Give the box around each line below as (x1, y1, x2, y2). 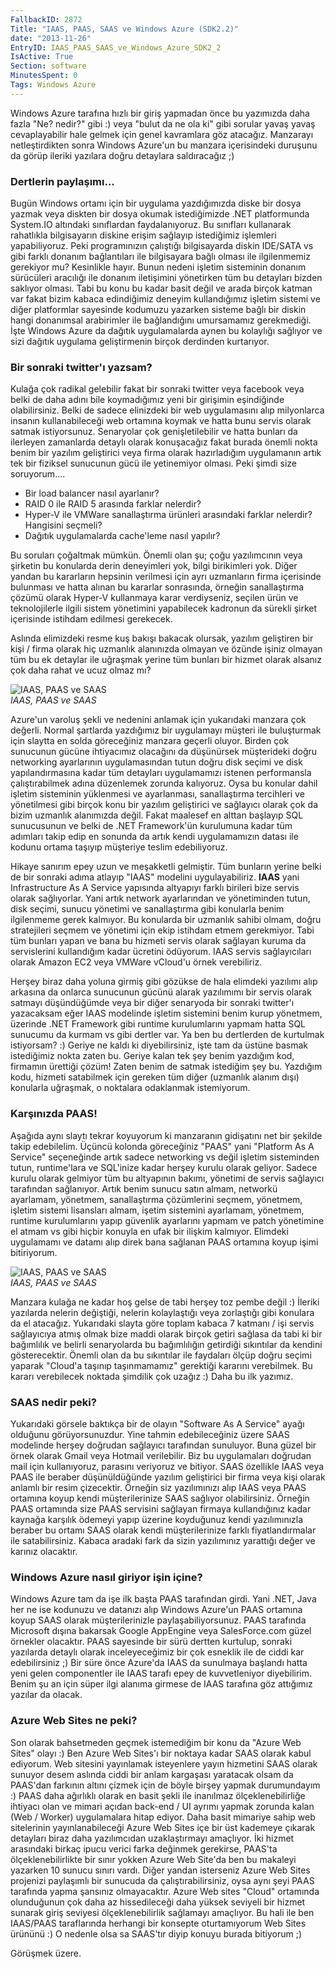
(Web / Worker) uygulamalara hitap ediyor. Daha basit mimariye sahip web (10, 1811, 316, 1823)
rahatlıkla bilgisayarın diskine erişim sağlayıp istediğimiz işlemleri (10, 229, 277, 241)
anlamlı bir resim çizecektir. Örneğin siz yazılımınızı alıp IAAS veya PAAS (10, 1481, 307, 1493)
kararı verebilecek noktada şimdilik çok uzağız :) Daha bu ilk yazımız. (10, 1370, 294, 1382)
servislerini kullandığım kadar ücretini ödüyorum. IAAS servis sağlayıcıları (10, 946, 312, 958)
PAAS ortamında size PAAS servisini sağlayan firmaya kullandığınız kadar (10, 1502, 312, 1515)
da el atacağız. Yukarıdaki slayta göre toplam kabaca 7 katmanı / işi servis (10, 1317, 315, 1329)
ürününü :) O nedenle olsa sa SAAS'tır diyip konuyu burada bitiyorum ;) (10, 1927, 303, 1940)
